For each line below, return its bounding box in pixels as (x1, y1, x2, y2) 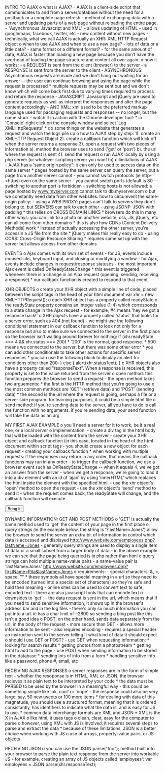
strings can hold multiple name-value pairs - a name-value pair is (5, 558, 138, 564)
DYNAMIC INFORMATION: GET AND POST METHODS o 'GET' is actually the (5, 516, 160, 522)
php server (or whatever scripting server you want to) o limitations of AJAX (5, 157, 158, 162)
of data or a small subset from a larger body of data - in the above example (5, 548, 158, 553)
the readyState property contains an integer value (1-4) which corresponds (5, 302, 158, 308)
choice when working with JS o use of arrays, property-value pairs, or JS (5, 731, 154, 736)
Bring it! (7, 506, 22, 511)
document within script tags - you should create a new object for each (5, 443, 148, 449)
